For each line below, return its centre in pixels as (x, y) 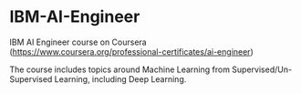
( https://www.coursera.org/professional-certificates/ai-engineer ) (131, 51)
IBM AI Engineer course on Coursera (78, 42)
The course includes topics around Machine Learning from (120, 69)
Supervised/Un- (262, 69)
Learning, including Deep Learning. (120, 78)
